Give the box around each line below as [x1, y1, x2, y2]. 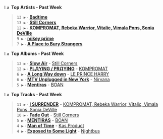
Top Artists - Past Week [11, 5, 62, 10]
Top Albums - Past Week [11, 50, 64, 56]
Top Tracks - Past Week [11, 92, 62, 97]
